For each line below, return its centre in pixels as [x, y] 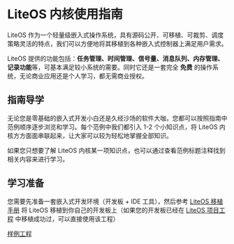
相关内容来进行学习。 [38, 159]
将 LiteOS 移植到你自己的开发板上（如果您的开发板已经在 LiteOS [113, 210]
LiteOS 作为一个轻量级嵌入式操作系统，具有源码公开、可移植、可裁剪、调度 [116, 35]
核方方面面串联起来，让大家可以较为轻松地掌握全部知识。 [90, 135]
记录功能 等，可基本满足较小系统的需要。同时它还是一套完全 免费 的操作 [110, 67]
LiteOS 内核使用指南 [65, 14]
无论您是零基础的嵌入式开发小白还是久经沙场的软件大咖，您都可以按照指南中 [117, 118]
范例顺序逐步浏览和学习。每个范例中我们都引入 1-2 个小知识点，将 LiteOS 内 [116, 127]
